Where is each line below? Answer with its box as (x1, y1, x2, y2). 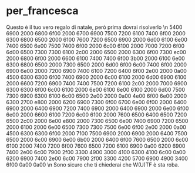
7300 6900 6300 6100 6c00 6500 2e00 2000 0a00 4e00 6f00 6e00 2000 (6, 92, 187, 99)
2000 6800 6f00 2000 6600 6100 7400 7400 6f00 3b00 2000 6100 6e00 (6, 55, 185, 62)
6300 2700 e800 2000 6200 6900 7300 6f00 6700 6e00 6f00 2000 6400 (6, 98, 187, 105)
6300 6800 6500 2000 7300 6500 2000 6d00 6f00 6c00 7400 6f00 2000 (6, 61, 187, 68)
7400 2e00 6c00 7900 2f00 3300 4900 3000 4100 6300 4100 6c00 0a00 (6, 148, 186, 155)
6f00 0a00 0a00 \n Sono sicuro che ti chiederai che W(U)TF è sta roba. (6, 161, 180, 168)
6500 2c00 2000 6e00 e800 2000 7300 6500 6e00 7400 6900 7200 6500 (6, 117, 189, 124)
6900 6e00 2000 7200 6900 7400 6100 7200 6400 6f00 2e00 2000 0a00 (6, 67, 187, 74)
